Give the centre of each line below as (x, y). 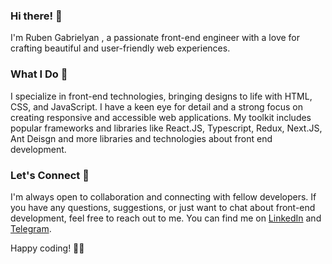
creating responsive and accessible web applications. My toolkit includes (161, 117)
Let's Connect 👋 (50, 175)
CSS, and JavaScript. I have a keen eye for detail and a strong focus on (157, 106)
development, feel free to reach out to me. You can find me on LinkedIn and (166, 218)
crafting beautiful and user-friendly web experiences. (120, 48)
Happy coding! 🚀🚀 (47, 248)
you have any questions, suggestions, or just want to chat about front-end (163, 207)
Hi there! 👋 (36, 16)
